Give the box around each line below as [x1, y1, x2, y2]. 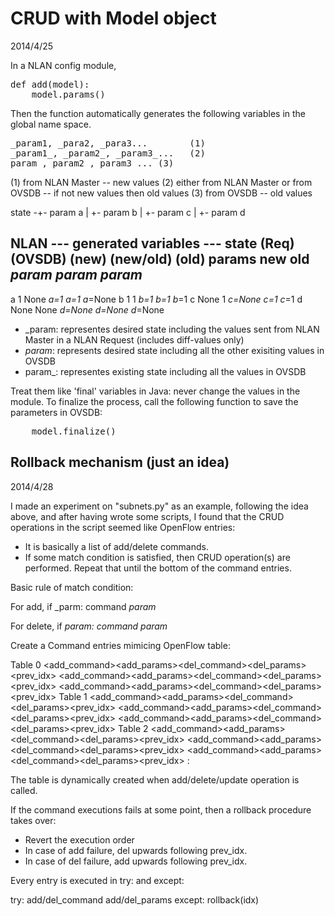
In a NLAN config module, [10, 59, 117, 71]
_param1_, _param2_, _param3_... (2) [10, 147, 206, 159]
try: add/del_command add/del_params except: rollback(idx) [10, 893, 260, 906]
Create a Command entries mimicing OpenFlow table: [10, 639, 231, 651]
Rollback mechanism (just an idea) [10, 454, 230, 471]
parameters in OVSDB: [10, 406, 103, 418]
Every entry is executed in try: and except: [10, 874, 185, 886]
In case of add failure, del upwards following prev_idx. [24, 844, 248, 856]
